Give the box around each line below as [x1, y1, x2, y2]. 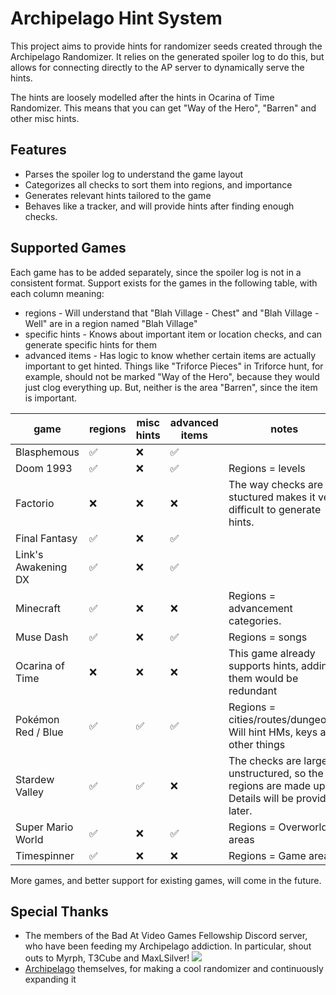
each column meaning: [10, 287, 105, 299]
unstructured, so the [228, 766, 324, 780]
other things [228, 737, 286, 751]
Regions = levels [228, 461, 306, 475]
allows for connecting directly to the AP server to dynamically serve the [10, 61, 305, 73]
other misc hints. [10, 112, 80, 124]
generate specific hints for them [24, 338, 158, 351]
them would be [228, 671, 299, 685]
